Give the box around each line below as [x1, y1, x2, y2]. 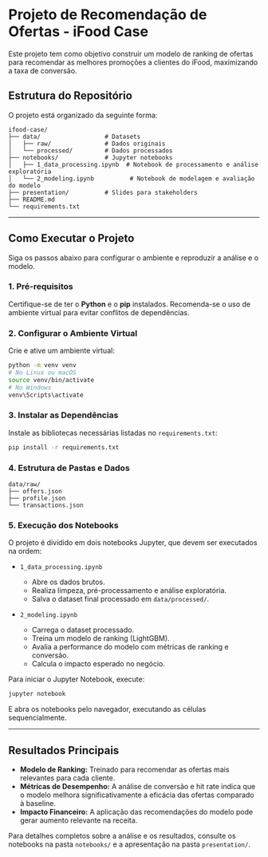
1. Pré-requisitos [8, 281, 73, 292]
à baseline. [19, 798, 56, 808]
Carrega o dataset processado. [31, 625, 134, 635]
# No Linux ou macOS [8, 369, 77, 377]
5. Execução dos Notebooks [8, 519, 119, 531]
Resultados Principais [8, 744, 120, 757]
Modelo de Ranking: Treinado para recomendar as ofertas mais [19, 764, 230, 774]
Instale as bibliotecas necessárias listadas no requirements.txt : [8, 428, 218, 437]
